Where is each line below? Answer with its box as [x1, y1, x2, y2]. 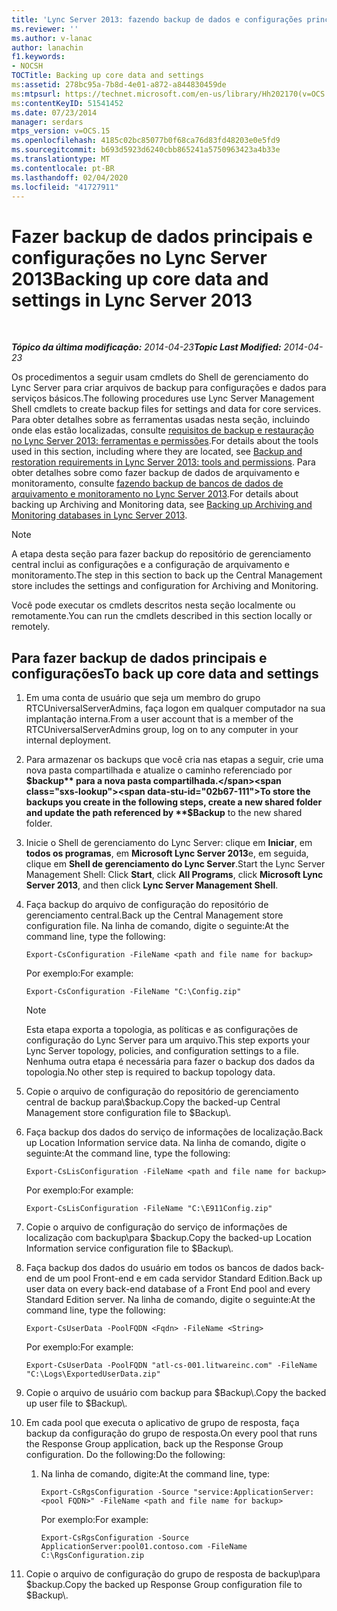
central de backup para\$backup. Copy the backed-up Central [25, 1096, 281, 1108]
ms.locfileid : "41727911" [11, 182, 119, 192]
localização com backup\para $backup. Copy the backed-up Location [25, 1232, 312, 1244]
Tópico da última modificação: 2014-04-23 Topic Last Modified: [11, 341, 282, 353]
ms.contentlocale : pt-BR [11, 163, 115, 173]
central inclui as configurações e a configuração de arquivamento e [11, 559, 290, 571]
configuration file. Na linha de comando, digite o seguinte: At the [25, 920, 290, 932]
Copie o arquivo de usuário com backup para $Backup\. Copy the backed [25, 1387, 327, 1399]
